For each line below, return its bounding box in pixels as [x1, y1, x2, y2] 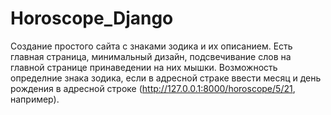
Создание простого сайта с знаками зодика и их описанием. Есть [10, 40, 293, 52]
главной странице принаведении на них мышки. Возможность [10, 61, 278, 73]
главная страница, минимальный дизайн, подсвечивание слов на [10, 50, 292, 62]
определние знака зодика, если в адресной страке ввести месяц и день [10, 72, 322, 84]
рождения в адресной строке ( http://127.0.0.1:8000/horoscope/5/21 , [10, 82, 296, 94]
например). [10, 93, 60, 105]
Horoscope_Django [10, 7, 174, 30]
